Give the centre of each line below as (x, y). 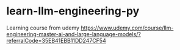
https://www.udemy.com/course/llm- (127, 28)
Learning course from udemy (43, 28)
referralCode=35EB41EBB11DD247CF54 (56, 40)
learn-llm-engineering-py (73, 11)
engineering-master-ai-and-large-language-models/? (74, 34)
